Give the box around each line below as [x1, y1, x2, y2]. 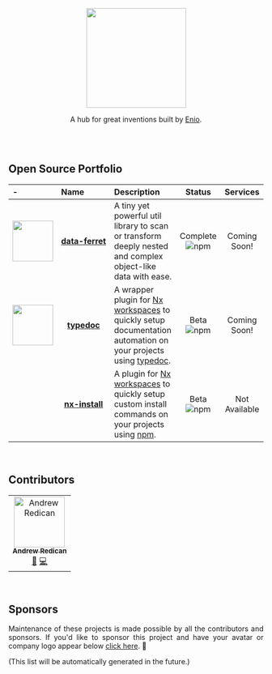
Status [185, 186, 212, 198]
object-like [113, 260, 156, 271]
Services [224, 186, 260, 198]
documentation [113, 324, 172, 335]
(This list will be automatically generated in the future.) [8, 657, 190, 667]
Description [113, 186, 160, 198]
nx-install [63, 398, 104, 409]
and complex [113, 250, 164, 262]
